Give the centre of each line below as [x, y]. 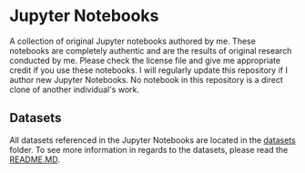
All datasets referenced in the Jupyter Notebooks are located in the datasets [152, 140]
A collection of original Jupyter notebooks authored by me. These [133, 41]
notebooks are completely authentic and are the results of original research [151, 50]
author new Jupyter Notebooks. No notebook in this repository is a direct [147, 79]
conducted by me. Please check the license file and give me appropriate [145, 60]
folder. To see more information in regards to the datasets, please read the [149, 149]
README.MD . [35, 159]
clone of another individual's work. [74, 89]
